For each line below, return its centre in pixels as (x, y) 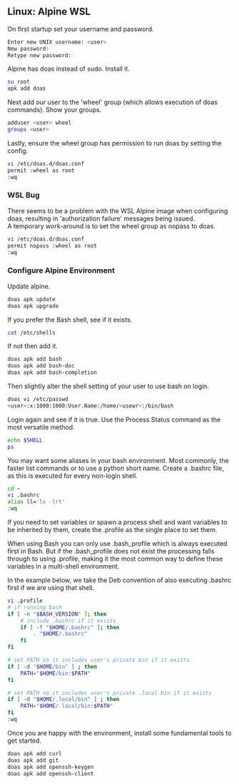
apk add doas (27, 88)
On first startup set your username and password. (81, 29)
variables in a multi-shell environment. (63, 566)
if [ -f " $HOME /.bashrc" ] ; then (70, 627)
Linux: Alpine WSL (49, 12)
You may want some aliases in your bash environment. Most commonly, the (118, 460)
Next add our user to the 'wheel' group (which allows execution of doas (113, 102)
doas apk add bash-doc (41, 366)
